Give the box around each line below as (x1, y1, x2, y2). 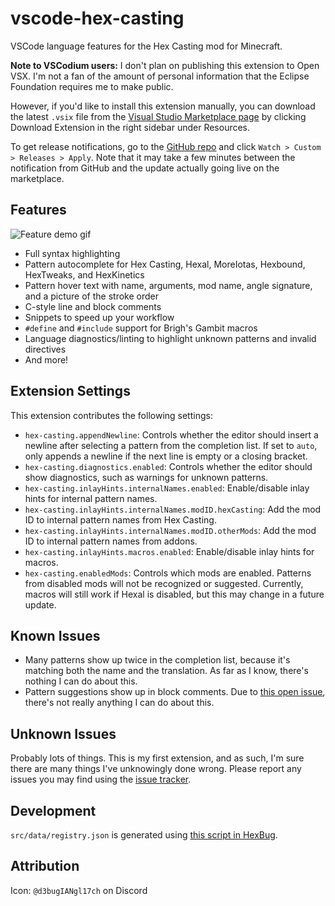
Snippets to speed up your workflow (24, 311, 175, 323)
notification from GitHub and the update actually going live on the (10, 162, 280, 174)
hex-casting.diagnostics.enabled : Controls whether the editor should (24, 460, 313, 472)
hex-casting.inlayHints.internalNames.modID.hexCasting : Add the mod (24, 503, 322, 515)
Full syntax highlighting (24, 247, 121, 259)
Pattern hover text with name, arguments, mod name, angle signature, (24, 279, 313, 291)
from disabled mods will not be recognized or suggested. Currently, (24, 577, 304, 589)
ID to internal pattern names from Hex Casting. (24, 513, 217, 526)
